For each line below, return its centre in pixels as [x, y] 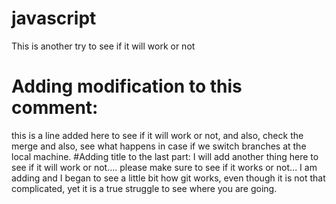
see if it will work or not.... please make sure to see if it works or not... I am [164, 167]
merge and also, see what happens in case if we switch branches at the [159, 146]
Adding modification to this [127, 86]
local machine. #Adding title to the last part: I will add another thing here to [165, 156]
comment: [55, 108]
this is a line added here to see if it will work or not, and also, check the [157, 135]
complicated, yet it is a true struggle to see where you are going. [144, 188]
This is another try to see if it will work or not [103, 46]
